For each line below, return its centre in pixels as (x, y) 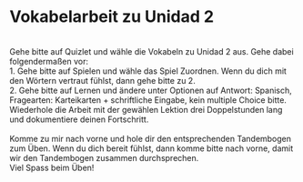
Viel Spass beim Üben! (52, 167)
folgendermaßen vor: (49, 61)
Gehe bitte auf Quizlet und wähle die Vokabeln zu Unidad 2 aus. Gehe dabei (151, 51)
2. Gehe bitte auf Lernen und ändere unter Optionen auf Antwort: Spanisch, (151, 90)
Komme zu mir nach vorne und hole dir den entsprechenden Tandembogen (151, 138)
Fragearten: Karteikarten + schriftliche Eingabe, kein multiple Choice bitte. (148, 100)
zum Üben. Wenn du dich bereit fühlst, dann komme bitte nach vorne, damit (151, 148)
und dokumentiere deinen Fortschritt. (79, 119)
